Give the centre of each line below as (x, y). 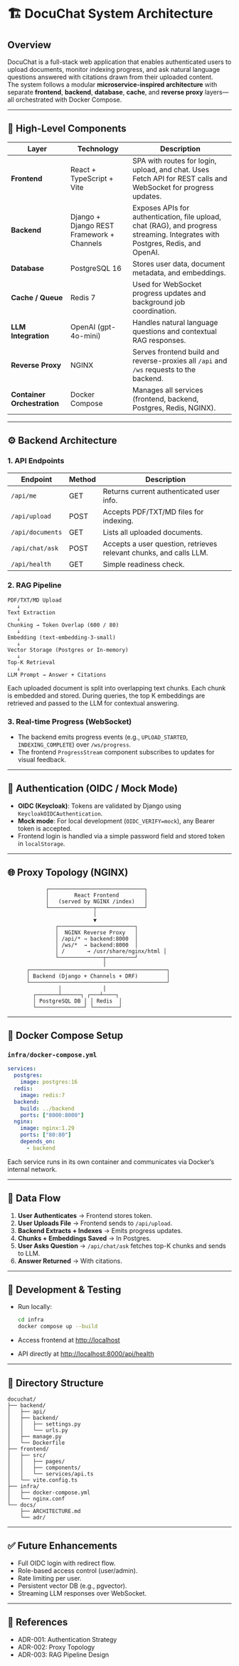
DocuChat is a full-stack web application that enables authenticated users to (119, 62)
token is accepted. (45, 828)
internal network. (32, 1169)
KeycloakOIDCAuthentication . (60, 813)
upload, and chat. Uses (171, 169)
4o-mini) (85, 336)
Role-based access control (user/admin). (78, 1570)
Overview (30, 44)
